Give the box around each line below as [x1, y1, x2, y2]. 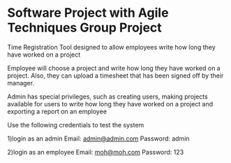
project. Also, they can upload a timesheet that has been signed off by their [7, 71, 224, 80]
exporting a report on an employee [7, 107, 107, 115]
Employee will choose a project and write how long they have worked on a [7, 64, 221, 72]
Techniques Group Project [7, 20, 162, 36]
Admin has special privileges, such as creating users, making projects [7, 92, 208, 101]
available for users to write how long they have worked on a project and [7, 99, 214, 108]
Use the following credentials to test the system [7, 120, 144, 129]
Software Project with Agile [7, 5, 169, 21]
